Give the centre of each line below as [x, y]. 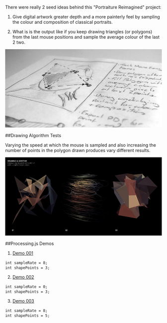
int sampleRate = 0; [27, 287]
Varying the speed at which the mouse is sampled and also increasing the [81, 145]
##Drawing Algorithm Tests [33, 135]
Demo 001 [23, 253]
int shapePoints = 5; [28, 316]
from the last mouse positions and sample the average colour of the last [86, 37]
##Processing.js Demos [30, 243]
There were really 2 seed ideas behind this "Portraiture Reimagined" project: [83, 7]
